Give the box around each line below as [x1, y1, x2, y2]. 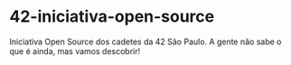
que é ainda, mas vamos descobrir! [9, 45, 141, 56]
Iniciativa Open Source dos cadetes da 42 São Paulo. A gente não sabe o [9, 36, 282, 47]
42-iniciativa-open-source [9, 6, 215, 27]
